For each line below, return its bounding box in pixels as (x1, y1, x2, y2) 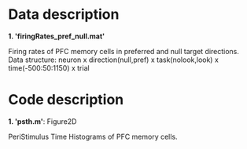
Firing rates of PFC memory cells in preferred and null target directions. (8, 46, 240, 56)
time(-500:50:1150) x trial (8, 63, 90, 72)
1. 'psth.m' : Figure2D (8, 116, 77, 126)
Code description (8, 91, 124, 109)
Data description (8, 5, 120, 24)
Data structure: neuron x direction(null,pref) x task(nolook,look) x (8, 55, 219, 64)
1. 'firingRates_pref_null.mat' (8, 31, 105, 41)
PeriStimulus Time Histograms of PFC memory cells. (8, 132, 179, 141)
